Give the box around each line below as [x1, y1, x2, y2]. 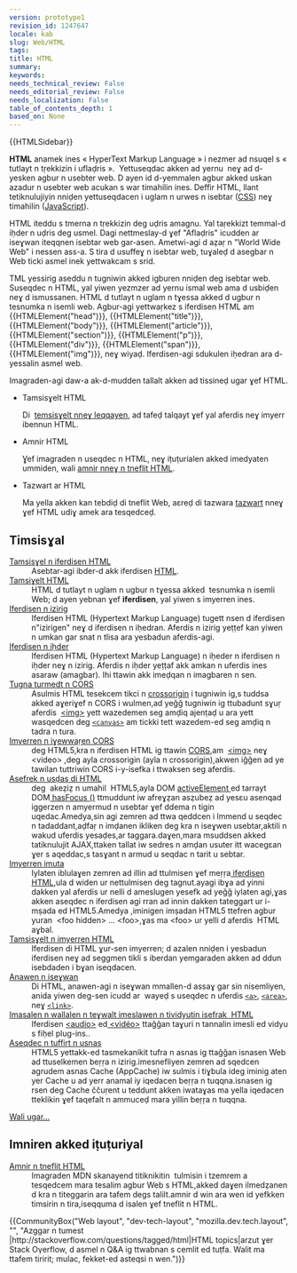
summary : [9, 63, 42, 72]
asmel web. [41, 358, 83, 369]
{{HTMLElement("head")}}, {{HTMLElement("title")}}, [9, 311, 204, 322]
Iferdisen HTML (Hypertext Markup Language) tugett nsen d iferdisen [31, 612, 285, 623]
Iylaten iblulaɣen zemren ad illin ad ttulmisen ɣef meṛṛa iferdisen [31, 867, 265, 878]
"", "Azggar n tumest [9, 1225, 84, 1236]
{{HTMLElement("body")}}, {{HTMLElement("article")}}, [9, 321, 213, 331]
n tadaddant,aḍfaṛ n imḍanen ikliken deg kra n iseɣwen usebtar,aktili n [31, 820, 287, 831]
